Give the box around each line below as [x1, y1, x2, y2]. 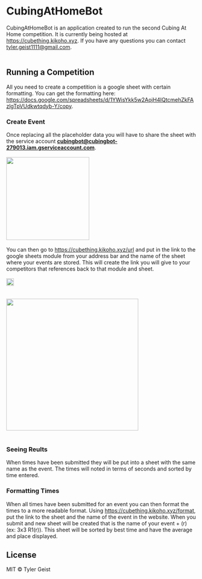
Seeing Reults [6, 445, 48, 453]
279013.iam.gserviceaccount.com [6, 144, 95, 151]
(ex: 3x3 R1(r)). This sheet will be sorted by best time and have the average [6, 526, 193, 533]
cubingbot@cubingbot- [57, 137, 118, 145]
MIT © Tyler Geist [6, 566, 51, 573]
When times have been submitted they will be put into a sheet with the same [6, 459, 196, 466]
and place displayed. [6, 532, 58, 540]
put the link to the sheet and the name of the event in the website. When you [6, 513, 196, 521]
